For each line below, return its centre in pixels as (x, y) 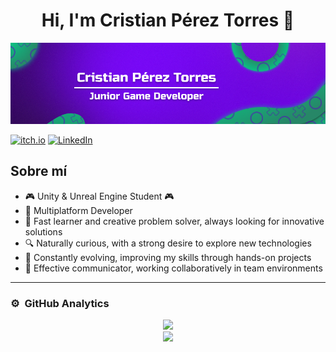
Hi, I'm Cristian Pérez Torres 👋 (168, 20)
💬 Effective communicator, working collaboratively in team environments (173, 268)
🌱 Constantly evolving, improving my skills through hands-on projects (168, 257)
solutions (43, 231)
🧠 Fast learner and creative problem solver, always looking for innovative (174, 221)
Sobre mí (39, 171)
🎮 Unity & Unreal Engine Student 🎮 (99, 196)
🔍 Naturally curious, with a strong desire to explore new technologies (168, 243)
